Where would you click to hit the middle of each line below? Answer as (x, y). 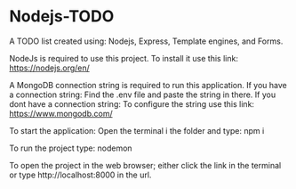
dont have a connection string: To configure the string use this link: (132, 103)
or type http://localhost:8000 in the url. (80, 175)
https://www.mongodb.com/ (61, 113)
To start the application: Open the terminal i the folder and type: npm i (137, 130)
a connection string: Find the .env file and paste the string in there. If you (143, 94)
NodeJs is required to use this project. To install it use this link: (124, 58)
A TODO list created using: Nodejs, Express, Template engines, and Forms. (146, 41)
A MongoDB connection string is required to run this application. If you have (148, 85)
